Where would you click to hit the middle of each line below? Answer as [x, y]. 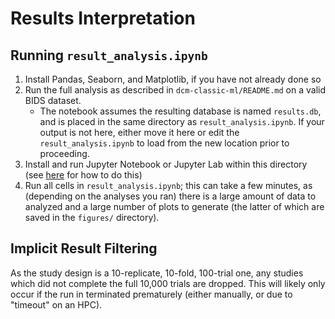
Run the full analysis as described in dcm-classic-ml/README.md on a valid [175, 90]
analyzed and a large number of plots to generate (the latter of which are [174, 206]
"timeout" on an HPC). [56, 304]
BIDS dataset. [53, 100]
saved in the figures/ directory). [92, 217]
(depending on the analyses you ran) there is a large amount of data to [170, 196]
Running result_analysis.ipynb [109, 55]
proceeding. [64, 153]
